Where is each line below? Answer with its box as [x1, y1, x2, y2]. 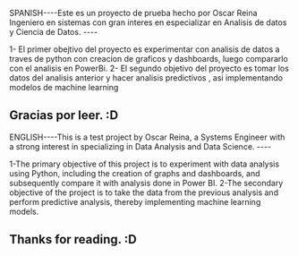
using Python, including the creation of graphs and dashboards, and [9, 167, 260, 178]
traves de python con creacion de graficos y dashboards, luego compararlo [9, 54, 288, 64]
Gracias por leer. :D [9, 107, 119, 124]
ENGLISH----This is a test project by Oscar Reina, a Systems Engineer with [9, 132, 285, 142]
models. [9, 206, 39, 217]
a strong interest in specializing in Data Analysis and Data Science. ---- [9, 141, 272, 151]
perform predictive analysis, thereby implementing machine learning [9, 196, 261, 207]
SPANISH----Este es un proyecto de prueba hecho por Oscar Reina [9, 8, 258, 18]
